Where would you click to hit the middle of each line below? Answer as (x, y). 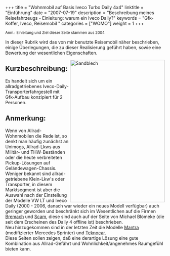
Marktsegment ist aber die (33, 190)
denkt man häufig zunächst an (37, 141)
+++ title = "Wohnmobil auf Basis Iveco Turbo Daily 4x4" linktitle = (75, 7)
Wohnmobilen (20, 136)
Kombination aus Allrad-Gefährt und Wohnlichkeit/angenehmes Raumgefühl (84, 243)
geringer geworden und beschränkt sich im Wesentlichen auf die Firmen (80, 211)
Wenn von (16, 131)
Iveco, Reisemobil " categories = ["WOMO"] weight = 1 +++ (82, 23)
